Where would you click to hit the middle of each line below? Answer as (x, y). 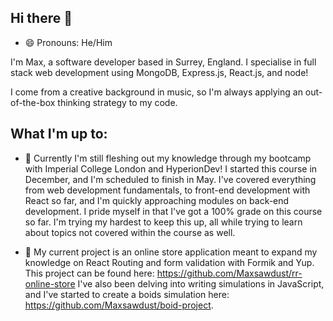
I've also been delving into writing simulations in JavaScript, (201, 283)
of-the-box (33, 102)
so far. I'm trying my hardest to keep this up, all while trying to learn (163, 222)
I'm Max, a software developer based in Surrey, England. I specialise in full (163, 62)
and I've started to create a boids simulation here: (127, 294)
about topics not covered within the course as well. (130, 232)
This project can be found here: (89, 273)
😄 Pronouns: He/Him (68, 42)
